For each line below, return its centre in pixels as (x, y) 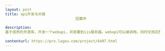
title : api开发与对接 (25, 14)
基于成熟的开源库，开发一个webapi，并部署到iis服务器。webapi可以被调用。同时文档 (80, 32)
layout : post (18, 9)
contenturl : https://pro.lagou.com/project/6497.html (61, 41)
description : (18, 28)
